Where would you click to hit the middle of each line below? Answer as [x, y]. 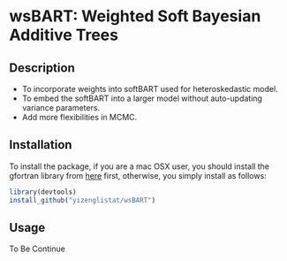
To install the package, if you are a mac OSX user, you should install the [139, 166]
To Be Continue [38, 249]
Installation [41, 145]
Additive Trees [64, 35]
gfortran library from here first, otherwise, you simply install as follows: [138, 175]
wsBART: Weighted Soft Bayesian [135, 16]
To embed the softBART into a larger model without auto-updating [142, 98]
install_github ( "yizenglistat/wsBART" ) [83, 200]
